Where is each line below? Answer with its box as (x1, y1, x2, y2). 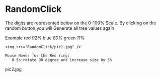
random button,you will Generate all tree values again (5, 25, 114, 31)
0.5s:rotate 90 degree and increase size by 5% (11, 57, 112, 63)
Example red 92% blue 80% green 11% (5, 35, 85, 41)
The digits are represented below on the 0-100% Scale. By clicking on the (5, 20, 157, 26)
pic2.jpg (5, 66, 22, 72)
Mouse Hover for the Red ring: (5, 53, 70, 58)
